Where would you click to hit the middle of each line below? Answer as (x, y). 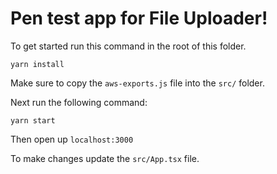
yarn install (37, 64)
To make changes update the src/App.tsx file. (105, 158)
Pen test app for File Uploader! (139, 18)
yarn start (33, 120)
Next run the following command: (79, 102)
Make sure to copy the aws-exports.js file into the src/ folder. (137, 83)
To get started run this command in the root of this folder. (128, 46)
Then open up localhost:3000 (72, 139)
